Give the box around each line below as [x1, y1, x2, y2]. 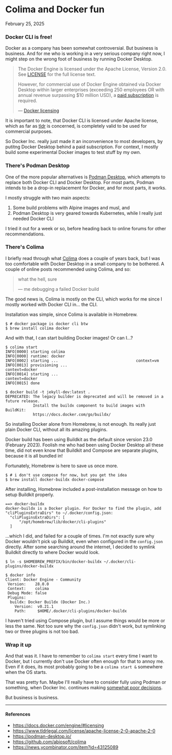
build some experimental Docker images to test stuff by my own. [5, 149, 141, 155]
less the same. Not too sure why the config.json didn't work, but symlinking [5, 623, 166, 629]
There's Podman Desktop [5, 162, 70, 169]
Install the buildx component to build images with [32, 403, 145, 408]
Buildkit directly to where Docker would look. [5, 549, 100, 555]
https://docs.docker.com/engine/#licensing [12, 722, 104, 729]
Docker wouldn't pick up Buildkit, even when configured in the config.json [5, 538, 163, 544]
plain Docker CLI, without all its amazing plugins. [5, 426, 107, 432]
